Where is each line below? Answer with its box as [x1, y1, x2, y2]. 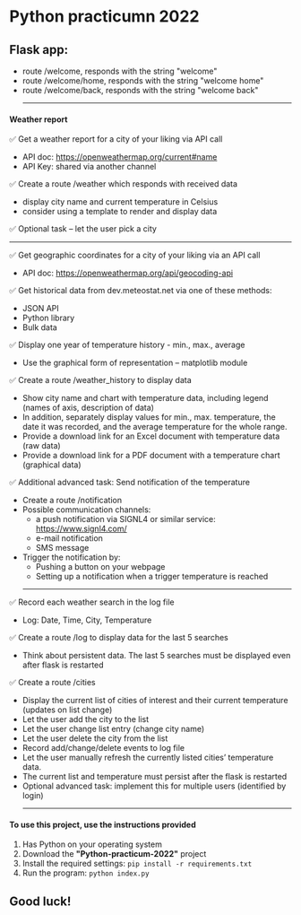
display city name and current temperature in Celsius [21, 196, 219, 207]
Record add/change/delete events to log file [21, 743, 185, 754]
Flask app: [9, 42, 69, 57]
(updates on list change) [21, 704, 113, 715]
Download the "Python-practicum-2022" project [21, 849, 207, 859]
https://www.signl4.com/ [35, 523, 127, 535]
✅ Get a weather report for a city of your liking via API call [9, 134, 223, 144]
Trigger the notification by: [21, 552, 121, 562]
